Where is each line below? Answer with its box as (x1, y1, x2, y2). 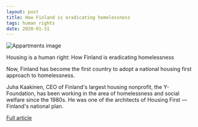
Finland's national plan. (6, 103, 64, 110)
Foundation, (6, 90, 36, 97)
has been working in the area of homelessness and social (37, 90, 179, 97)
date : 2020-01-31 (6, 25, 50, 32)
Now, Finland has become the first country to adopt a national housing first (6, 66, 192, 73)
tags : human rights (6, 20, 55, 26)
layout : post (6, 8, 39, 15)
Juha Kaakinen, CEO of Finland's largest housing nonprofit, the (6, 84, 162, 91)
